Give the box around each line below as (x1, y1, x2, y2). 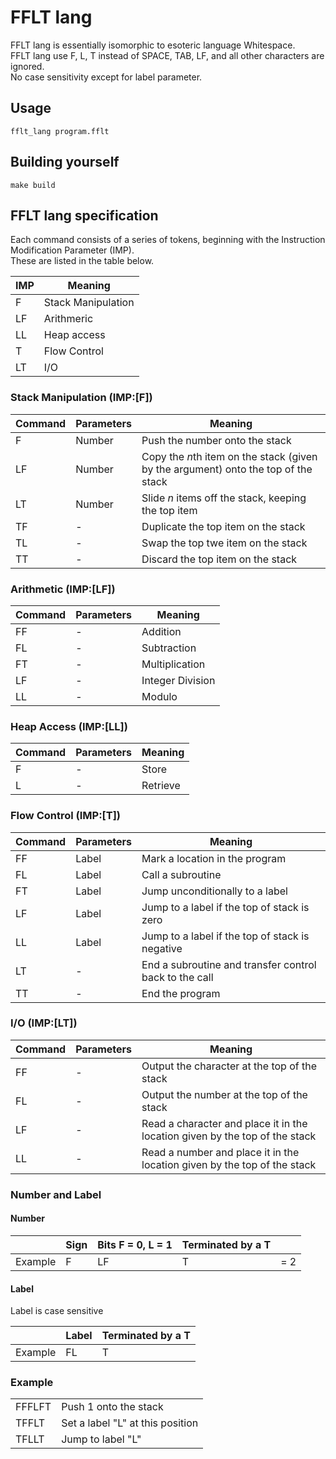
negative (141, 941, 183, 955)
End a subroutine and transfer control (141, 957, 317, 971)
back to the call (141, 970, 214, 984)
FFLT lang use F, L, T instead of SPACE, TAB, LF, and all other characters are (10, 49, 325, 61)
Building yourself (10, 154, 120, 171)
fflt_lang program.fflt (10, 126, 110, 136)
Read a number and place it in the (141, 1145, 300, 1159)
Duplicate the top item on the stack (141, 519, 306, 533)
